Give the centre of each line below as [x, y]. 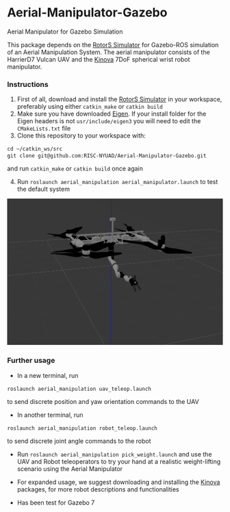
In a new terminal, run [48, 375]
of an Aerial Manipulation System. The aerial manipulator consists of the [108, 52]
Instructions [28, 84]
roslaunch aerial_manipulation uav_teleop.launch [79, 389]
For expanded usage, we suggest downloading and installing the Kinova [118, 482]
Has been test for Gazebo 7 [56, 502]
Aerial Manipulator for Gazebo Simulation [65, 31]
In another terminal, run [50, 415]
